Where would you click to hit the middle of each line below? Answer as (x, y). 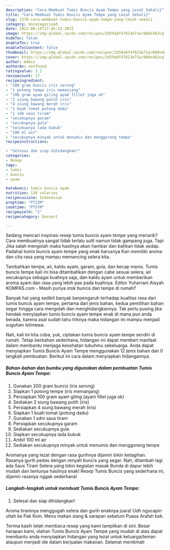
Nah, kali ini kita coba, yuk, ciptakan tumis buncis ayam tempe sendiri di (80, 335)
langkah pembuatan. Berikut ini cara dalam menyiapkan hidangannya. (78, 356)
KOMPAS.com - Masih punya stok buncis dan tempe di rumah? (71, 288)
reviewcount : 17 (23, 76)
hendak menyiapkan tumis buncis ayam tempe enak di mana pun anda (79, 314)
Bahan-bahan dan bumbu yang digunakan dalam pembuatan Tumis (79, 368)
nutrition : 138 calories (32, 193)
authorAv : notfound (26, 66)
